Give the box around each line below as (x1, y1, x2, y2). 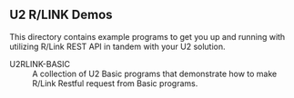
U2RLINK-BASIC (9, 58, 71, 69)
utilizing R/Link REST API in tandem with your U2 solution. (9, 41, 226, 52)
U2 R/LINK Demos (9, 7, 113, 23)
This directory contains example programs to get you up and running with (9, 31, 286, 42)
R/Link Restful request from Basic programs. (32, 77, 198, 89)
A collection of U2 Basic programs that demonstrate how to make (32, 68, 278, 79)
